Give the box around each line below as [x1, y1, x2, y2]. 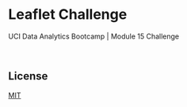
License [8, 69, 48, 83]
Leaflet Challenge [8, 6, 128, 24]
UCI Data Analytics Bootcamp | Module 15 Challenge [8, 31, 180, 41]
